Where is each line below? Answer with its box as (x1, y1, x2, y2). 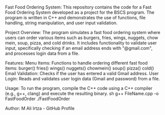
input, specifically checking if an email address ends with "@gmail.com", (5, 45, 153, 51)
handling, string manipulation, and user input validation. (5, 20, 118, 26)
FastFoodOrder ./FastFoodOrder (5, 96, 70, 102)
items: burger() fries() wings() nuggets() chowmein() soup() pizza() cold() (5, 65, 154, 71)
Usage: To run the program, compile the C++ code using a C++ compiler (5, 85, 153, 91)
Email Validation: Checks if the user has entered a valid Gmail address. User (5, 71, 159, 76)
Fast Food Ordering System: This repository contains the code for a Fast (5, 4, 152, 10)
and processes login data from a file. (5, 50, 80, 56)
